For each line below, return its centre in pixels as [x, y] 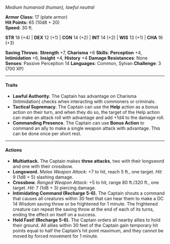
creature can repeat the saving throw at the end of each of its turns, [83, 209]
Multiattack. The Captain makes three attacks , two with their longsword [88, 161]
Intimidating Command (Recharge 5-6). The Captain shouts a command [89, 193]
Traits [11, 85]
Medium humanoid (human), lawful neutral [50, 7]
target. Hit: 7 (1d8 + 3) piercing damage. [54, 188]
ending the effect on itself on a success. [54, 215]
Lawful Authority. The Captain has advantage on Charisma [74, 96]
